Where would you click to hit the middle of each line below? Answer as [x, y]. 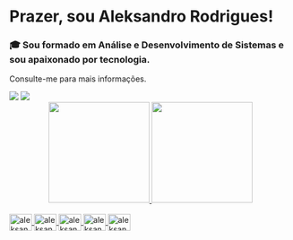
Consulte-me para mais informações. [78, 79]
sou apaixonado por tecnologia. [80, 60]
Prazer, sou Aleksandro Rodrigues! [142, 17]
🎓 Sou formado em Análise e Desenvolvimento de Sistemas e [147, 45]
